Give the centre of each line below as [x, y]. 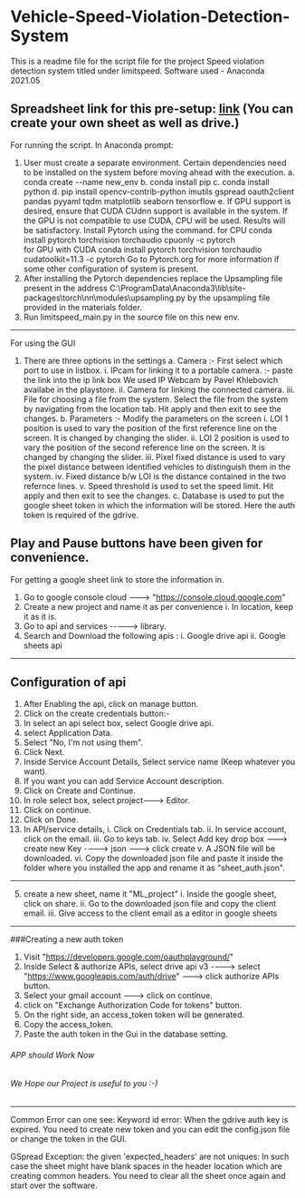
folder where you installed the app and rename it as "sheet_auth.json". [154, 868]
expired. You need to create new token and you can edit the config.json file [150, 1129]
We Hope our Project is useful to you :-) [84, 1083]
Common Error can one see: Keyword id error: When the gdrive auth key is [149, 1120]
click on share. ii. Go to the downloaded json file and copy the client [150, 904]
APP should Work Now [52, 1055]
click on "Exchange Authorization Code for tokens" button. [133, 1006]
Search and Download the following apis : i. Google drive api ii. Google [154, 635]
